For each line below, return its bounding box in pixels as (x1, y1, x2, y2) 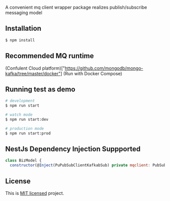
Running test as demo (5, 85, 76, 93)
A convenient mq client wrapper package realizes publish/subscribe (5, 5, 147, 10)
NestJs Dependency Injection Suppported (5, 144, 141, 153)
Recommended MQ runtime (5, 52, 94, 60)
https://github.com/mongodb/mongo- (65, 65, 143, 71)
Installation (5, 24, 41, 33)
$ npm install (5, 37, 35, 42)
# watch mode (5, 112, 33, 118)
